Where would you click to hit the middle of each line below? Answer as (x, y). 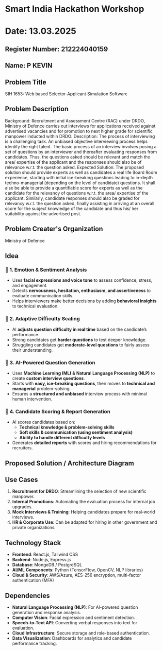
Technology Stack (33, 543)
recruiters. (22, 448)
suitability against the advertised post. (43, 214)
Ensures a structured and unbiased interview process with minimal (79, 394)
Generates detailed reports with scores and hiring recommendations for (84, 443)
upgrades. (22, 507)
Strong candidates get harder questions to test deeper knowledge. (79, 340)
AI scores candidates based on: (44, 422)
